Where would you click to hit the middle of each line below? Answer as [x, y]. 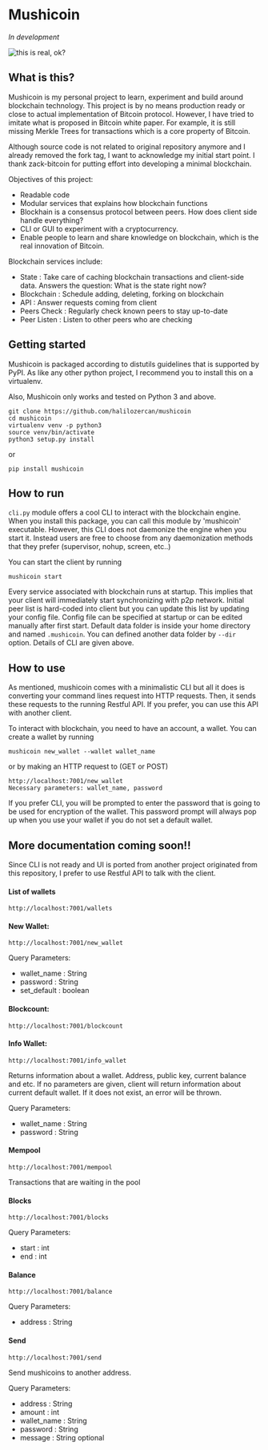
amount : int [40, 1412]
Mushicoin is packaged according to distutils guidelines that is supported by [134, 364]
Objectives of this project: [51, 179]
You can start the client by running [65, 562]
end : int [33, 1257]
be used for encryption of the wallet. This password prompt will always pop [133, 812]
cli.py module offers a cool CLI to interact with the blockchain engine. [124, 513]
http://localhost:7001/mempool [60, 1168]
